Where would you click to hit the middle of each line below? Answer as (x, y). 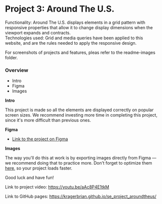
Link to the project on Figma (40, 139)
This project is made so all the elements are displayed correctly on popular (79, 110)
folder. (11, 57)
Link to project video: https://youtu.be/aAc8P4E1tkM (57, 187)
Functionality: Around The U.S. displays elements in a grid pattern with (75, 22)
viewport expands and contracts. (38, 33)
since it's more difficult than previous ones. (48, 120)
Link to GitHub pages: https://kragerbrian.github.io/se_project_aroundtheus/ (81, 196)
